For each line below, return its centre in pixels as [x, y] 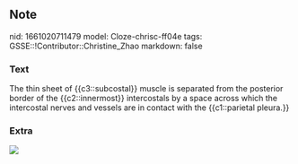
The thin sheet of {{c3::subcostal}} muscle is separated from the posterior [146, 89]
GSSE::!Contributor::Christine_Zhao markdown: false [106, 46]
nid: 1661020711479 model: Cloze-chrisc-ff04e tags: [106, 36]
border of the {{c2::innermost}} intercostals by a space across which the [144, 99]
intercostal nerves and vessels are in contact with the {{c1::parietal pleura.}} [149, 108]
